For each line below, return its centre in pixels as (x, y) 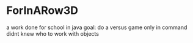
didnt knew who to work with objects (53, 33)
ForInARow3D (42, 11)
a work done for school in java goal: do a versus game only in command (97, 27)
